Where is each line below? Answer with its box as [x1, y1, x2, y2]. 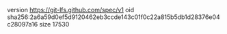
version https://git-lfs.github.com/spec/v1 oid [7, 6, 135, 14]
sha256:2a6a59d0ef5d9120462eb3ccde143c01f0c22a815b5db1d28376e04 [7, 13, 220, 21]
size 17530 [39, 20, 70, 28]
